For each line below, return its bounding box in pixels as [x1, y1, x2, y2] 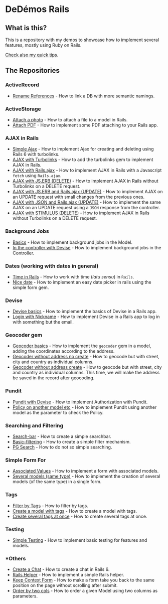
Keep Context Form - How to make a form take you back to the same [12, 577, 155, 583]
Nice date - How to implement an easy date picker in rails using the [12, 279, 151, 285]
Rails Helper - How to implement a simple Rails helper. [12, 572, 124, 578]
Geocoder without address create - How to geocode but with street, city [12, 364, 162, 370]
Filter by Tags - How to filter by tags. [12, 503, 89, 509]
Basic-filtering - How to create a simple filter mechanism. [12, 439, 131, 445]
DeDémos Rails [5, 4, 70, 15]
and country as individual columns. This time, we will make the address [12, 370, 160, 376]
